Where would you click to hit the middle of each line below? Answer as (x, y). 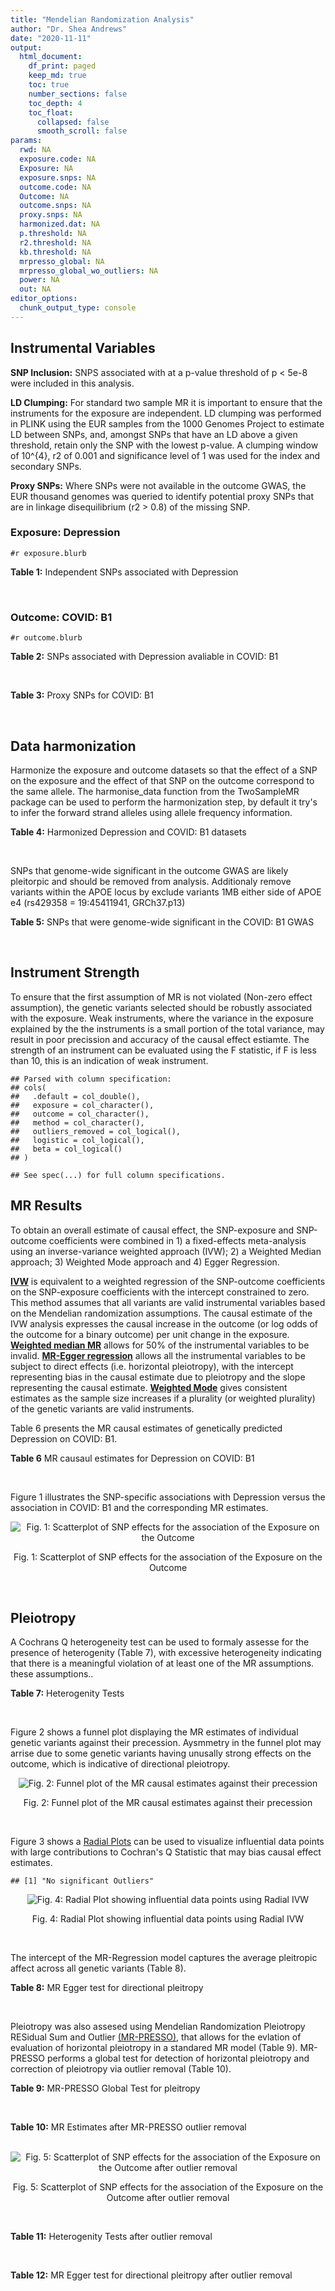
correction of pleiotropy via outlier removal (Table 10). (121, 2069)
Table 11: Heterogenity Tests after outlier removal (111, 2237)
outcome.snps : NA (55, 206)
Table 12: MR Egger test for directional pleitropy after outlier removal (151, 2275)
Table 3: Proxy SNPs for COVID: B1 (82, 695)
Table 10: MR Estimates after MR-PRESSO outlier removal (128, 2127)
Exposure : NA (46, 168)
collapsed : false (73, 122)
